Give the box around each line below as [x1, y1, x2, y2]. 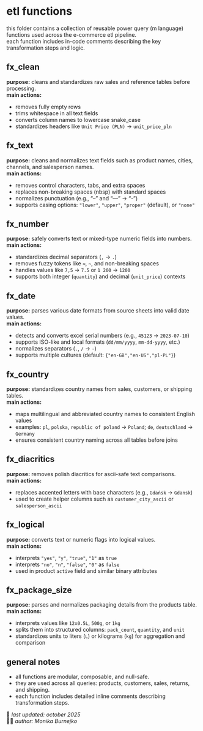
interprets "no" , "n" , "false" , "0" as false [15, 561, 120, 568]
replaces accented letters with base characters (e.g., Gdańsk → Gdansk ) [15, 488, 193, 496]
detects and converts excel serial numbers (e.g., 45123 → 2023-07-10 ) [15, 332, 190, 339]
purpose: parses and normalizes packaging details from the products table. [6, 601, 197, 608]
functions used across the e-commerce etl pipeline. [6, 31, 136, 38]
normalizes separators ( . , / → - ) [15, 345, 97, 352]
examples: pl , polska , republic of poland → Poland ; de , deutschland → [15, 423, 193, 430]
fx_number [6, 219, 49, 229]
